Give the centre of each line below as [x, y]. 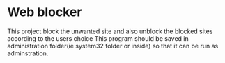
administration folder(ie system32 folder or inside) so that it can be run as [113, 46]
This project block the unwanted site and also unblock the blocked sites [110, 31]
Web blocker [45, 12]
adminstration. [28, 53]
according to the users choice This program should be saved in [98, 38]
